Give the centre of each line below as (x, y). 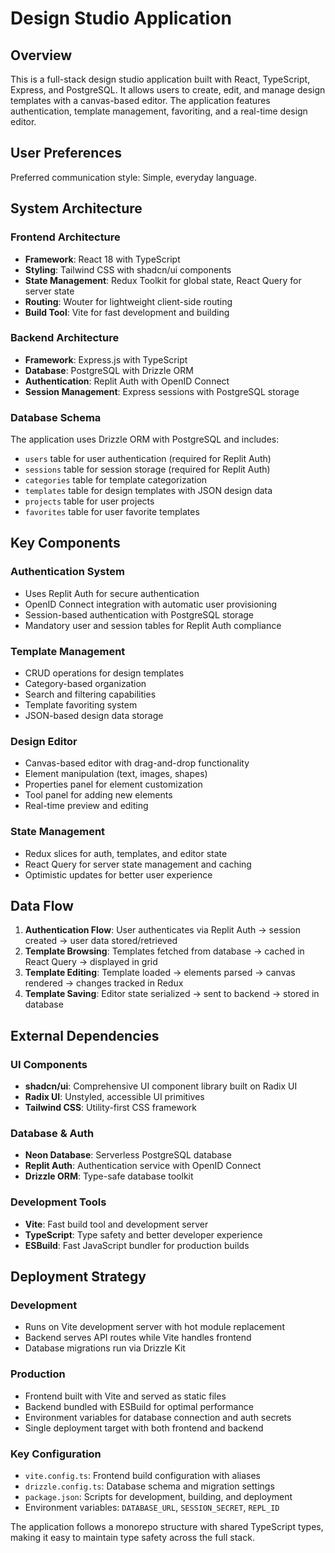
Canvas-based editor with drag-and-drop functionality (137, 763)
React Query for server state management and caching (138, 864)
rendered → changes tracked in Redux (104, 983)
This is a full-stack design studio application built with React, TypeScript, (160, 79)
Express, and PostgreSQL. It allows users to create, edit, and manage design (168, 90)
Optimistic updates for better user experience (118, 874)
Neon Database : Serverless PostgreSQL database (128, 1155)
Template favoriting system (81, 705)
